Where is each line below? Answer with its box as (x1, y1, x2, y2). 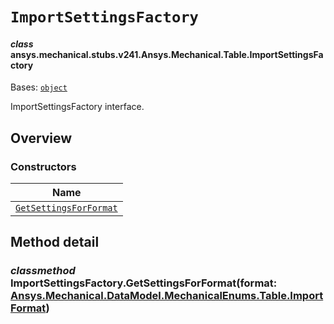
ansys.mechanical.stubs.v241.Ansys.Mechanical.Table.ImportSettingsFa (10, 48, 324, 60)
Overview (10, 129, 73, 147)
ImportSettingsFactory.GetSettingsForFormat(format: (10, 276, 278, 290)
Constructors (10, 159, 77, 173)
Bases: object (10, 81, 68, 93)
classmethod (10, 264, 76, 278)
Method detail (10, 234, 100, 251)
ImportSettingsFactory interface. (10, 101, 145, 113)
